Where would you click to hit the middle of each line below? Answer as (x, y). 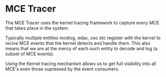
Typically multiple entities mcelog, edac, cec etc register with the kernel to (83, 38)
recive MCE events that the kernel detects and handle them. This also (78, 43)
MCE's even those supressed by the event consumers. (62, 69)
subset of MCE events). (30, 54)
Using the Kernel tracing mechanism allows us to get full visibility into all (81, 63)
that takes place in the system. (37, 28)
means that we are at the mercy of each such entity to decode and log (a (81, 48)
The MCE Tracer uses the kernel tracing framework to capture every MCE (82, 23)
